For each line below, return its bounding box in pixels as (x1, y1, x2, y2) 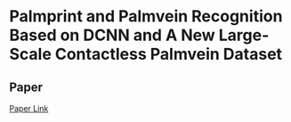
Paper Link (9, 103, 49, 113)
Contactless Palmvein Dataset (54, 45, 283, 64)
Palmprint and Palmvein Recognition (9, 6, 283, 27)
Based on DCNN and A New (9, 25, 215, 45)
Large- (218, 25, 270, 45)
